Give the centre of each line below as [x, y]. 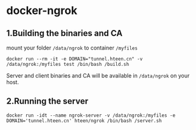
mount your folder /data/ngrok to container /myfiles [72, 48]
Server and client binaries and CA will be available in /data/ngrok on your [98, 76]
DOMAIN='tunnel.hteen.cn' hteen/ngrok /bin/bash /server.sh [84, 121]
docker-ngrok [42, 11]
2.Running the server [47, 101]
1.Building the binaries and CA [65, 33]
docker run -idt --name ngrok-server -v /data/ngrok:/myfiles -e [91, 115]
